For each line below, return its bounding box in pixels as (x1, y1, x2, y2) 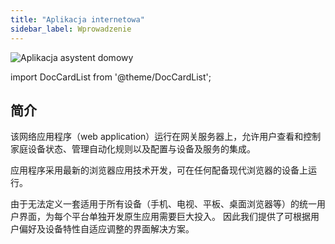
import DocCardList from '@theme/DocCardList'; (10, 71, 212, 83)
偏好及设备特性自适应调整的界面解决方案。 (18, 223, 195, 235)
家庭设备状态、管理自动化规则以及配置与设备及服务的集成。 (10, 143, 256, 155)
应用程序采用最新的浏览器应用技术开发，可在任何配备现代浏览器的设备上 (10, 164, 308, 176)
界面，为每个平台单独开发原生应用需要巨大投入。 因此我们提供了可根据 (18, 211, 311, 223)
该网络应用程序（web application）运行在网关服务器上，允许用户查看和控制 (10, 131, 322, 143)
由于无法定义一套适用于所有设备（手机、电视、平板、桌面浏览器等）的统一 (10, 198, 317, 210)
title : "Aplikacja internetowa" (10, 14, 145, 25)
